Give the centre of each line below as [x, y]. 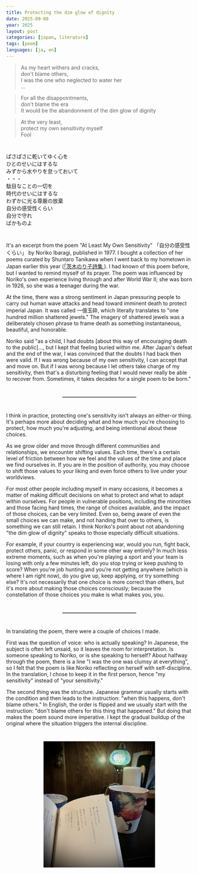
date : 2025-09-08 [27, 19]
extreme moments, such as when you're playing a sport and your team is [95, 557]
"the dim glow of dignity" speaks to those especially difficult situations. [93, 532]
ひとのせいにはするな [32, 163]
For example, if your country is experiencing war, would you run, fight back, [98, 544]
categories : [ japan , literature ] [47, 38]
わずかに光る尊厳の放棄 [35, 201]
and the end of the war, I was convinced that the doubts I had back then [94, 354]
